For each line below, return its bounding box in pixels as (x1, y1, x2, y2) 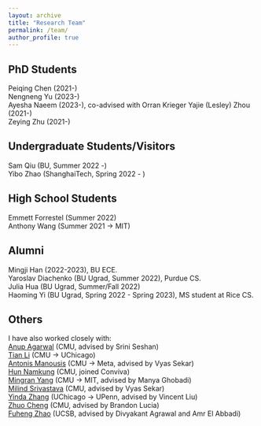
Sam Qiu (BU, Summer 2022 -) (8, 161, 108, 170)
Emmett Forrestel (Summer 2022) (8, 213, 117, 222)
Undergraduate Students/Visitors (8, 139, 175, 154)
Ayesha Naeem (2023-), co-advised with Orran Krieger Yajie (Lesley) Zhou (8, 100, 250, 110)
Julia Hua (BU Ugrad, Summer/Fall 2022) (8, 281, 141, 291)
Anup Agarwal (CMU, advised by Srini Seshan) (8, 342, 160, 351)
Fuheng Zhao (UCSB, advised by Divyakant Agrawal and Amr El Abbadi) (8, 409, 241, 418)
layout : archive (8, 11, 61, 20)
